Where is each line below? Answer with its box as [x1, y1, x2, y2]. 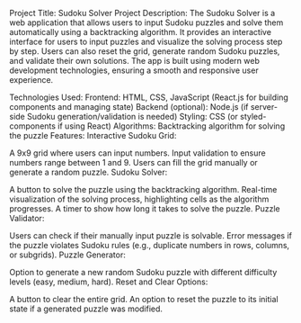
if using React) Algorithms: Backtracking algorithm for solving [58, 121, 286, 131]
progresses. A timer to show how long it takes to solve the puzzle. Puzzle [9, 203, 280, 214]
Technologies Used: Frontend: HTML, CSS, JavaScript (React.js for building [9, 92, 289, 103]
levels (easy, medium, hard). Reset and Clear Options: [9, 276, 208, 287]
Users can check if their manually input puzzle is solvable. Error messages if [9, 230, 292, 241]
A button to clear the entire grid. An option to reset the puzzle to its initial [9, 294, 279, 304]
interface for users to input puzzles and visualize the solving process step [9, 36, 283, 47]
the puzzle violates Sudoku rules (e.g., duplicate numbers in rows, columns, [9, 240, 290, 250]
